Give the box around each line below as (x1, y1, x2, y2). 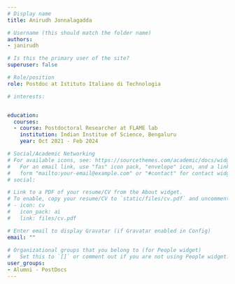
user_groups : (7, 260, 45, 267)
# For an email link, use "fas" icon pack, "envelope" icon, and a (7, 163, 215, 170)
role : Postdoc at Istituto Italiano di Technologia (7, 80, 161, 87)
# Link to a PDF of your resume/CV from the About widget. (7, 189, 183, 196)
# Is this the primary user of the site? (7, 55, 130, 62)
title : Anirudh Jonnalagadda (7, 17, 92, 24)
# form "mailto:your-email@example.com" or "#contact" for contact (7, 170, 215, 177)
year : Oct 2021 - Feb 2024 (20, 137, 99, 145)
